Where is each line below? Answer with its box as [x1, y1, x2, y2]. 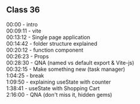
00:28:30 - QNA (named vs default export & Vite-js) [6, 59, 135, 66]
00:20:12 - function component [6, 46, 84, 54]
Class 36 [6, 5, 40, 15]
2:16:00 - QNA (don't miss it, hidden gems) [6, 91, 112, 98]
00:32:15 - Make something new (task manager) [6, 66, 126, 73]
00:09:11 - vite [6, 27, 41, 34]
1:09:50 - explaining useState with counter [6, 78, 111, 85]
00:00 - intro [6, 20, 38, 28]
